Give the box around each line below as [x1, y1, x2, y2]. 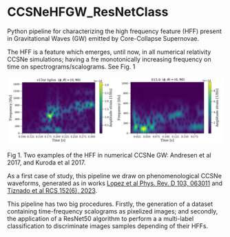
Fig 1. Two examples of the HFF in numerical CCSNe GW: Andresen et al [7, 151, 211, 160]
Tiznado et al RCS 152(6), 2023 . [7, 187, 98, 195]
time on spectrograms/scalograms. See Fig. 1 [7, 62, 136, 70]
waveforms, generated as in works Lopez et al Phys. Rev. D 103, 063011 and [7, 179, 222, 187]
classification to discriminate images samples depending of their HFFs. [7, 222, 209, 230]
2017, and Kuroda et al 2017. [7, 158, 86, 167]
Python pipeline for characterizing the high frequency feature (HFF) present [7, 27, 222, 35]
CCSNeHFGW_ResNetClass [7, 4, 169, 20]
